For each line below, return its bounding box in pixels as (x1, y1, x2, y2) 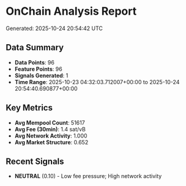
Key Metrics (6, 103, 53, 113)
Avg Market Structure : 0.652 (14, 138, 89, 145)
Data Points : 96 (14, 58, 54, 66)
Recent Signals (6, 156, 65, 166)
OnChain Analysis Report (6, 4, 137, 18)
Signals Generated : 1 (14, 72, 69, 79)
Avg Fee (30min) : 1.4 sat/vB (14, 125, 86, 133)
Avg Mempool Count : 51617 (14, 118, 85, 126)
